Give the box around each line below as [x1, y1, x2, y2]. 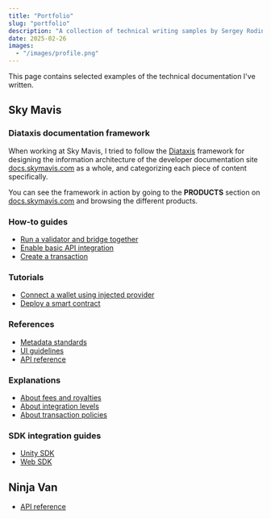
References [8, 319, 55, 330]
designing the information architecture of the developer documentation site [8, 154, 258, 164]
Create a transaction [19, 251, 89, 261]
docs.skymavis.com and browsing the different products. [8, 195, 198, 206]
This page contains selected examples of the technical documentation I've [8, 72, 256, 81]
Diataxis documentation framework [8, 128, 151, 139]
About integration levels [19, 401, 99, 411]
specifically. [8, 171, 48, 182]
